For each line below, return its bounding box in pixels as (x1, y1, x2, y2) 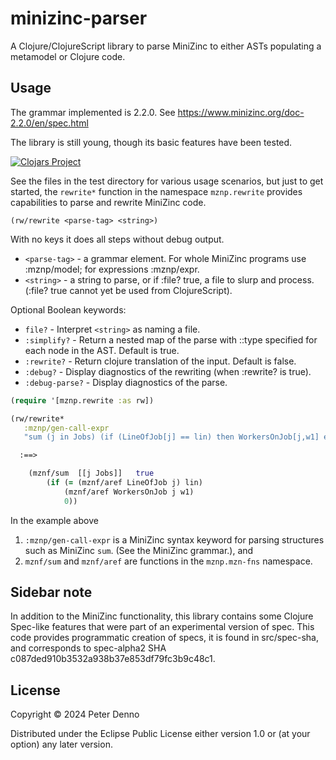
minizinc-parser (10, 7, 148, 30)
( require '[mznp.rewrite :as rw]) (10, 395, 155, 406)
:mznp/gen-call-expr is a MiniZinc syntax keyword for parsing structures (24, 533, 325, 546)
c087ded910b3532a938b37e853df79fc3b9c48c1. (10, 653, 216, 665)
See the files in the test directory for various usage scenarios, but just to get (10, 175, 324, 187)
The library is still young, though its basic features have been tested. (10, 136, 293, 148)
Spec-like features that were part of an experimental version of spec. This (10, 621, 315, 633)
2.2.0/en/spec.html (10, 117, 89, 129)
